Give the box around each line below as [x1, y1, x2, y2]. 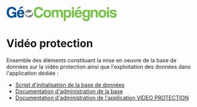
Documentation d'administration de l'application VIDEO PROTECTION [15, 94, 189, 101]
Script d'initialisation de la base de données [15, 81, 125, 88]
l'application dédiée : [6, 70, 59, 77]
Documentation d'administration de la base [15, 88, 123, 95]
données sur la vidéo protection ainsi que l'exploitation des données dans [6, 63, 191, 70]
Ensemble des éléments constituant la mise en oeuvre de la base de [6, 56, 177, 63]
